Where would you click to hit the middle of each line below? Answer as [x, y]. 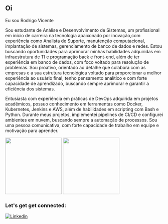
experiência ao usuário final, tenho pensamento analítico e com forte [76, 78]
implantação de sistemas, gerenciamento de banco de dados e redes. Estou [84, 46]
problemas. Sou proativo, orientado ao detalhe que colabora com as [75, 67]
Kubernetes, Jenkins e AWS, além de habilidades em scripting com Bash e [82, 109]
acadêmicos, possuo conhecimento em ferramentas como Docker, [74, 104]
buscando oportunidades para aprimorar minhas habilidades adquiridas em [83, 51]
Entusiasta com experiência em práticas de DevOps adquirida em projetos [82, 98]
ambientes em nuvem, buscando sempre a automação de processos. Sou [81, 120]
